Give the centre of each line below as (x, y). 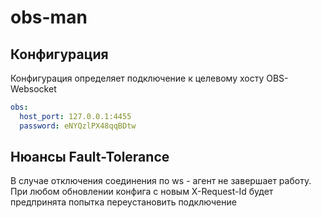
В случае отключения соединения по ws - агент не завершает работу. (161, 181)
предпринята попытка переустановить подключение (123, 202)
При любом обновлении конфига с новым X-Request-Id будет (142, 192)
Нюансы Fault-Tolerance (90, 157)
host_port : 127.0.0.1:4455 (75, 116)
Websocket (33, 89)
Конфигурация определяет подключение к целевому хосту (137, 78)
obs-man (49, 17)
